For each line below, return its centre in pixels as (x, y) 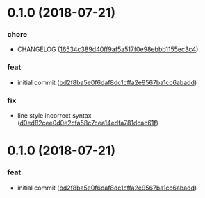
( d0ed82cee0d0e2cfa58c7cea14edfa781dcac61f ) (88, 123)
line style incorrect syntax (54, 116)
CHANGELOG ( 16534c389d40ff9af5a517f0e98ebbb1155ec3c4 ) (108, 49)
